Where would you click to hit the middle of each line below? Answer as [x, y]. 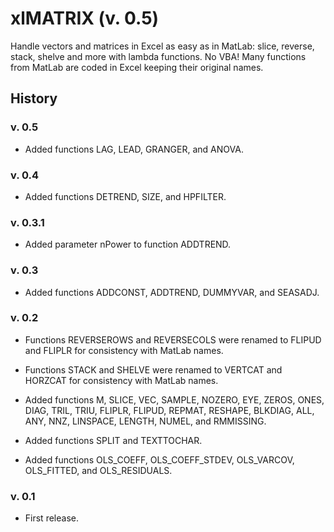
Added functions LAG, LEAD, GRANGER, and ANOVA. [134, 149]
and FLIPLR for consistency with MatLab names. [124, 350]
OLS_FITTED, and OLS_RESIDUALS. [98, 470]
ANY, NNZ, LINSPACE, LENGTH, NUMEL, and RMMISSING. [145, 421]
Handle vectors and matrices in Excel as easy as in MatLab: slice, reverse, [162, 46]
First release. [51, 518]
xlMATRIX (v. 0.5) [85, 18]
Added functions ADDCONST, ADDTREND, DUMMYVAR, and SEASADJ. [172, 292]
